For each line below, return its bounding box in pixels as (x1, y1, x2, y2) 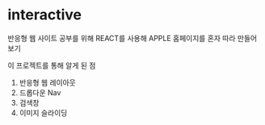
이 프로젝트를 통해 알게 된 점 (7, 60, 96, 70)
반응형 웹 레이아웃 (19, 77, 76, 87)
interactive (7, 6, 82, 24)
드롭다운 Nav (19, 87, 61, 98)
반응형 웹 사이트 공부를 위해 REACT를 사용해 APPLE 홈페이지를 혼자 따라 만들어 (7, 33, 258, 43)
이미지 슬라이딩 (19, 107, 68, 118)
